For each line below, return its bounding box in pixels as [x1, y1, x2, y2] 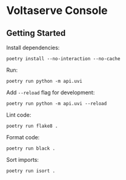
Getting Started [6, 28, 66, 38]
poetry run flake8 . [6, 123, 59, 129]
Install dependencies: [6, 44, 60, 51]
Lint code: [6, 111, 31, 119]
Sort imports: [6, 156, 39, 163]
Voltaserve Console [6, 4, 108, 18]
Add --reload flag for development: [6, 89, 95, 96]
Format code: [6, 134, 40, 140]
